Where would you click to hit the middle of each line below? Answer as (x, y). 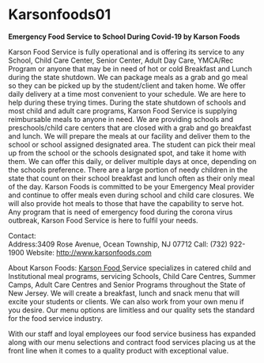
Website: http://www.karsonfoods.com (89, 252)
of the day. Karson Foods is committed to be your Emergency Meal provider (132, 186)
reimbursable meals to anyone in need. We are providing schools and (121, 119)
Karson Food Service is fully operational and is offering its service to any (126, 52)
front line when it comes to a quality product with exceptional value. (119, 350)
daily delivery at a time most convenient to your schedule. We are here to (127, 94)
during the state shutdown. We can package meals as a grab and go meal (128, 77)
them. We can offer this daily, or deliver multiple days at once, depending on (132, 161)
